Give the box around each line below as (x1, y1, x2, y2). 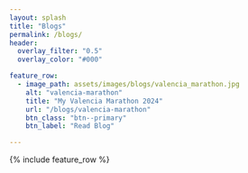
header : (9, 38, 39, 48)
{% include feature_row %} (9, 154, 110, 165)
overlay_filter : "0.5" (17, 47, 103, 56)
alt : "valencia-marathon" (25, 87, 124, 97)
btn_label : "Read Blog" (25, 122, 115, 131)
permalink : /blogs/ (9, 30, 83, 39)
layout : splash (9, 13, 67, 23)
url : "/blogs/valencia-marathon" (25, 105, 152, 114)
